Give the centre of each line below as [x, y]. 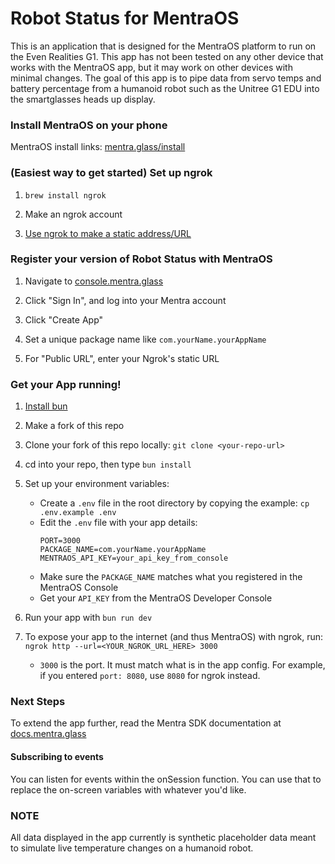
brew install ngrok [65, 195]
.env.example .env [78, 513]
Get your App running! [66, 384]
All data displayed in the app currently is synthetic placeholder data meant [163, 837]
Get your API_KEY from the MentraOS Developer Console [156, 598]
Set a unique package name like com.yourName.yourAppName [145, 339]
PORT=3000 [60, 541]
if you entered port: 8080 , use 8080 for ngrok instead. [150, 676]
